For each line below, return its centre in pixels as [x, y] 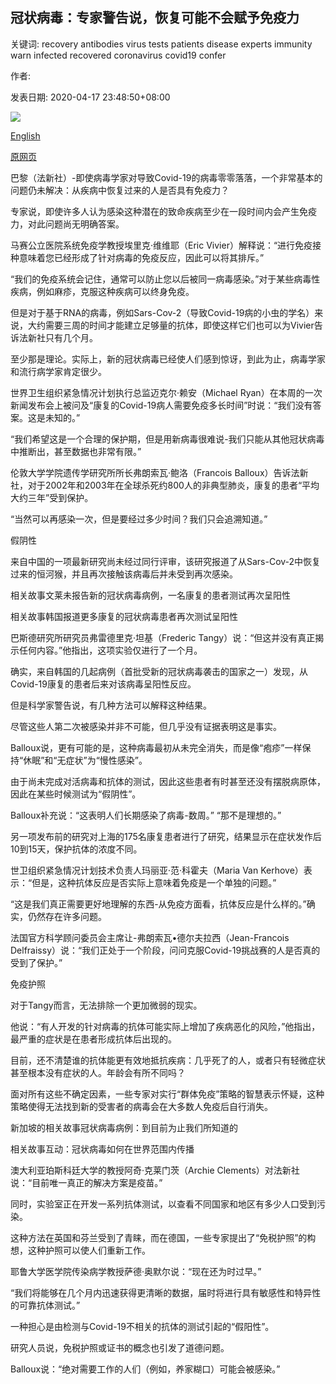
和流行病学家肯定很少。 [58, 371]
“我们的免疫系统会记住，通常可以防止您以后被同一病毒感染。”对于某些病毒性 [165, 279]
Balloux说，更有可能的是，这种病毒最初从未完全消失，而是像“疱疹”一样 [156, 747]
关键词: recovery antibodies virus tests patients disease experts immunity [161, 44]
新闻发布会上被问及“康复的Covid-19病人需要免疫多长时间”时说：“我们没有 [161, 405]
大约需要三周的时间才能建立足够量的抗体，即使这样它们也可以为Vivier [171, 325]
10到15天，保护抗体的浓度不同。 [76, 849]
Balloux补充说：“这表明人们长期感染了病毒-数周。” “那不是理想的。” [146, 815]
